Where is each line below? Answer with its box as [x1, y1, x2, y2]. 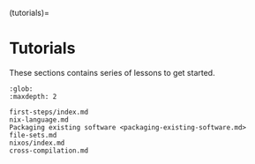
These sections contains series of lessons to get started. [9, 67, 215, 78]
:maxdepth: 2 [9, 92, 57, 101]
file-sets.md [9, 130, 57, 139]
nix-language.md [9, 115, 69, 124]
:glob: [9, 84, 34, 93]
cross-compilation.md [9, 145, 89, 155]
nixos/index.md [9, 138, 65, 147]
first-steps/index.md [9, 108, 89, 116]
